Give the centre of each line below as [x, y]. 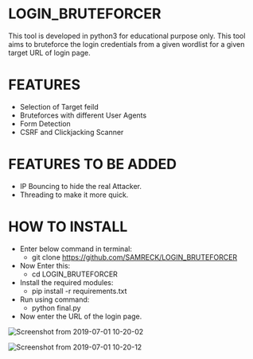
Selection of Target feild [59, 106]
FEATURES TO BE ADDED [93, 164]
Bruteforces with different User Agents [83, 115]
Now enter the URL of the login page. [81, 316]
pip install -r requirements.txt [79, 291]
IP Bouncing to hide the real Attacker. [80, 186]
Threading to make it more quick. [74, 195]
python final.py [56, 307]
